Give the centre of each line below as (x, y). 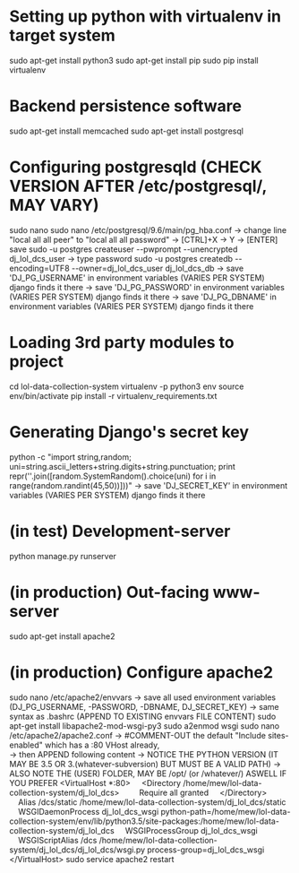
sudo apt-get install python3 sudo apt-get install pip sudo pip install (134, 60)
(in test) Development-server (120, 531)
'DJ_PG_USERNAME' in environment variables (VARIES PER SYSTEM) (137, 277)
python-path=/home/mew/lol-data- (226, 811)
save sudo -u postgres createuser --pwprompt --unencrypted (124, 249)
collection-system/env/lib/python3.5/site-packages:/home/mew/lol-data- (145, 821)
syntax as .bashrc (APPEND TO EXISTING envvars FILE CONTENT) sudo (143, 716)
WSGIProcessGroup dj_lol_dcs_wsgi (191, 830)
